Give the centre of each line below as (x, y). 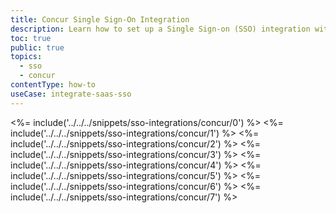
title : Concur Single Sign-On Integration (100, 19)
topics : (26, 57)
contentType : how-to (53, 85)
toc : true (31, 38)
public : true (37, 47)
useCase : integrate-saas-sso (71, 94)
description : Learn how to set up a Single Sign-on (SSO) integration (160, 29)
